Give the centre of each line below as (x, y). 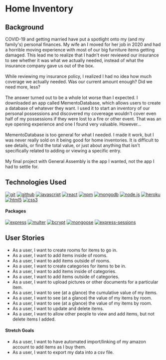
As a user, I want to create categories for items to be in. (69, 266)
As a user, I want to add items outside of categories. (66, 276)
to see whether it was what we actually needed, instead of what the (75, 60)
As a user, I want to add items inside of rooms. (60, 255)
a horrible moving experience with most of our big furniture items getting (80, 50)
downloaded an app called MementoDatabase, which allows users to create (83, 103)
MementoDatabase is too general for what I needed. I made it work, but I (80, 135)
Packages (16, 211)
